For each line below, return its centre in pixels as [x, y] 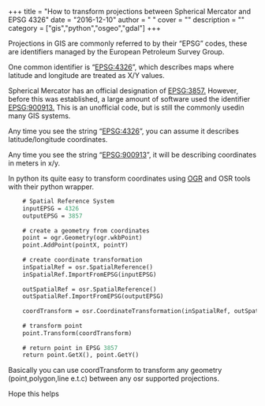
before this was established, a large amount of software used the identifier [129, 99]
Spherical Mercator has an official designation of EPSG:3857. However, [123, 91]
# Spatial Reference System [68, 201]
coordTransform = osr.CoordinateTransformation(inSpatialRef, [127, 311]
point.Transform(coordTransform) [77, 333]
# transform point [52, 326]
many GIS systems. [39, 116]
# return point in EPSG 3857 [70, 348]
